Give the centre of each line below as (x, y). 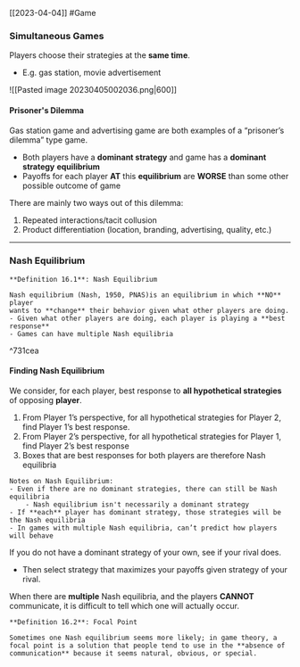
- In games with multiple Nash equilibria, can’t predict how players (143, 528)
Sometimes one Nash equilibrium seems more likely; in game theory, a (143, 638)
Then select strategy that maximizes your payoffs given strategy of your (155, 569)
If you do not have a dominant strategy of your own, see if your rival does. (146, 552)
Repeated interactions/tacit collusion (90, 220)
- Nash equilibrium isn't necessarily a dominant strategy (137, 505)
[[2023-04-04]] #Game (53, 13)
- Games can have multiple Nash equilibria (92, 333)
